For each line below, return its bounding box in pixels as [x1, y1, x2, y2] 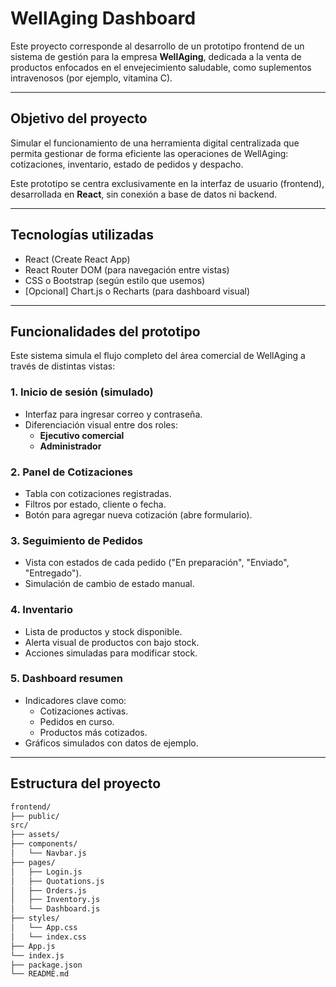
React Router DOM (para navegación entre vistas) [24, 263, 230, 276]
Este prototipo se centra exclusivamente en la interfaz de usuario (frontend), [10, 177, 325, 189]
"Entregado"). [24, 567, 82, 579]
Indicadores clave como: [24, 694, 127, 706]
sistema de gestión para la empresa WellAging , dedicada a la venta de [10, 50, 302, 62]
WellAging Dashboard [10, 7, 197, 30]
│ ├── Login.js [10, 867, 83, 877]
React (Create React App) [24, 253, 131, 265]
